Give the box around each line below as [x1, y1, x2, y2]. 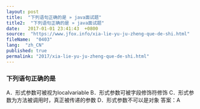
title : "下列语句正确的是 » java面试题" [6, 14, 102, 20]
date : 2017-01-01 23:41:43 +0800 [6, 25, 98, 32]
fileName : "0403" [6, 37, 52, 43]
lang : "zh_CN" [6, 43, 45, 49]
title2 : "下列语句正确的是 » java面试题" [6, 20, 104, 26]
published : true [6, 48, 47, 54]
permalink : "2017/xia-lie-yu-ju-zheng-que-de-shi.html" [6, 53, 149, 59]
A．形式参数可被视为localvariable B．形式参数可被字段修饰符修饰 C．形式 [6, 89, 189, 96]
